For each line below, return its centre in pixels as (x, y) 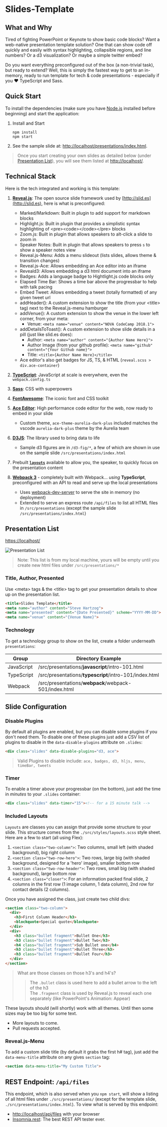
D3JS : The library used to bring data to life (56, 438)
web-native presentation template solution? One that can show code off (79, 45)
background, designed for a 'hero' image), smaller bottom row (76, 863)
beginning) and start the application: (42, 113)
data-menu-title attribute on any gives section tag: (58, 1057)
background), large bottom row (44, 874)
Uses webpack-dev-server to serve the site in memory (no (80, 492)
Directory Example (99, 658)
